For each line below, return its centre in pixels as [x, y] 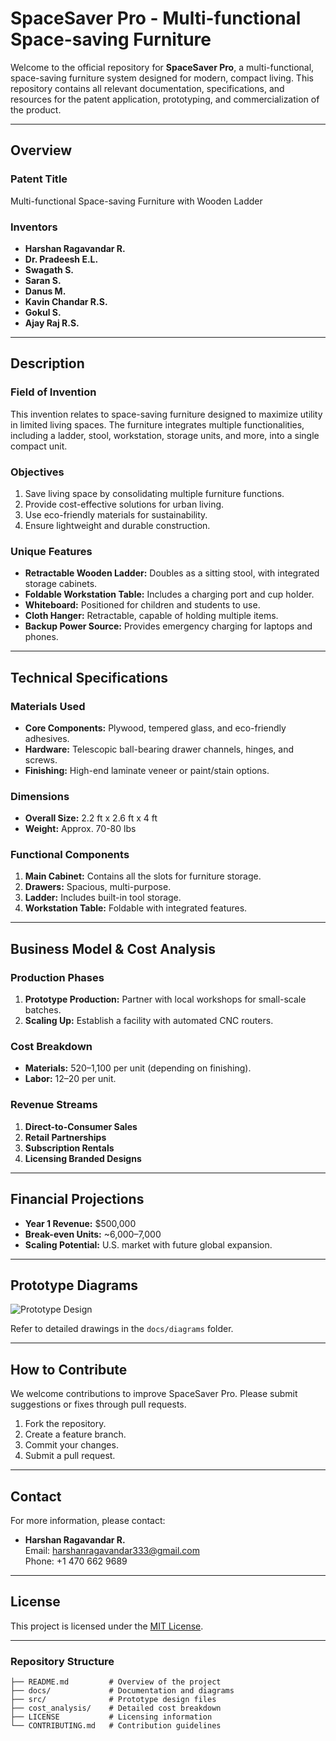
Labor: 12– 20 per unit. [70, 1079]
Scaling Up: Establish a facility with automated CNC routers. [149, 1021]
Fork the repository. [65, 1424]
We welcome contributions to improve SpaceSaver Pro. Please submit [154, 1394]
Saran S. [43, 280]
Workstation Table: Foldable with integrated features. [136, 908]
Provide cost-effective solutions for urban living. [124, 504]
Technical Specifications [89, 677]
